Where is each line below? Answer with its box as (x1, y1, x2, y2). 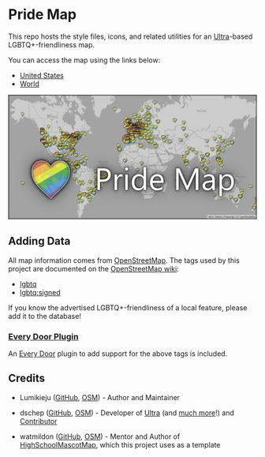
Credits (8, 372, 46, 385)
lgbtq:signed (19, 287, 61, 297)
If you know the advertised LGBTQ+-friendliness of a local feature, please (8, 302, 248, 313)
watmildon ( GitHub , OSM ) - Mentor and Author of (19, 432, 181, 441)
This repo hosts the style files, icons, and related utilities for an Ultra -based (8, 32, 253, 41)
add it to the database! (8, 311, 81, 320)
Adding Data (8, 234, 71, 248)
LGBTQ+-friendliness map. (8, 39, 95, 49)
